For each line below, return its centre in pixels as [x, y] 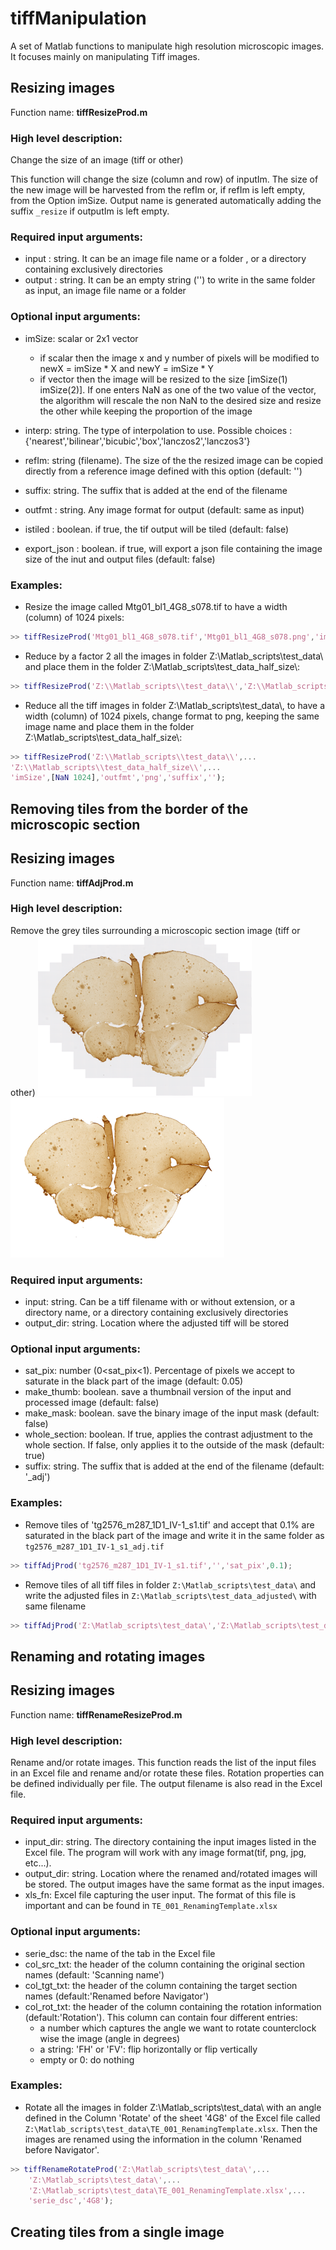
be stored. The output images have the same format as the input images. [174, 1884]
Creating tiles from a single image [117, 2232]
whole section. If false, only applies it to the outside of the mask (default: [174, 1445]
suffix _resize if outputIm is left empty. [90, 211]
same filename [55, 1606]
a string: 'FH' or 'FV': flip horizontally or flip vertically [148, 2049]
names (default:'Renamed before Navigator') [117, 1996]
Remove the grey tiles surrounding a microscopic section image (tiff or [155, 930]
